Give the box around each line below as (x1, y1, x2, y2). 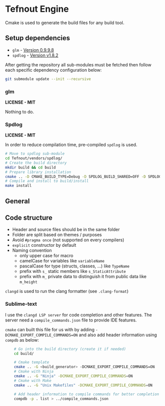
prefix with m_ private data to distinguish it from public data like (19, 274, 147, 280)
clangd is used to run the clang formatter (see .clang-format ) (5, 289, 129, 294)
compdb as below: (5, 337, 39, 343)
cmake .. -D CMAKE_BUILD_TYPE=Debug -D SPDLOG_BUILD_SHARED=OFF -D (5, 174, 146, 179)
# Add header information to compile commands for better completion (14, 392, 160, 397)
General (5, 197, 30, 205)
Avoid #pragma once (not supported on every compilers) (12, 237, 124, 243)
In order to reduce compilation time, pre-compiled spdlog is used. (5, 142, 137, 148)
